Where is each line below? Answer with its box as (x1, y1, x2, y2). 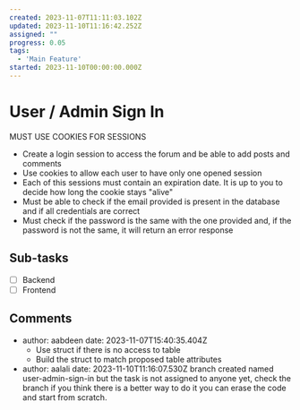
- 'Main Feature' (17, 55, 82, 64)
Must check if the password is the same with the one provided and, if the (21, 215, 292, 226)
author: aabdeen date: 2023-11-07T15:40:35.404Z (21, 335, 208, 346)
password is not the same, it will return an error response (21, 225, 234, 235)
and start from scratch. (21, 391, 107, 403)
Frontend (21, 284, 56, 295)
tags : (9, 47, 30, 56)
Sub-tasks (9, 251, 69, 266)
